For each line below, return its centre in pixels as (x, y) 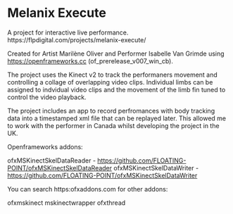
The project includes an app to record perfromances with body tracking (111, 111)
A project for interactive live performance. (68, 32)
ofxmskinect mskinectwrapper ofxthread (67, 203)
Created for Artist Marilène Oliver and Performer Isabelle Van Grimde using (116, 53)
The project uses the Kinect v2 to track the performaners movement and (113, 75)
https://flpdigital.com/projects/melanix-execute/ (77, 39)
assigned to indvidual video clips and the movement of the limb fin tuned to (116, 89)
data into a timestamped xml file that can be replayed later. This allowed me (117, 118)
